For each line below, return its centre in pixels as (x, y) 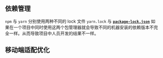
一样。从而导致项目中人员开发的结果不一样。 (54, 33)
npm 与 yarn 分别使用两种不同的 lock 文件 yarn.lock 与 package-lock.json (78, 21)
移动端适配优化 (27, 50)
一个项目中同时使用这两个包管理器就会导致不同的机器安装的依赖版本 (81, 27)
